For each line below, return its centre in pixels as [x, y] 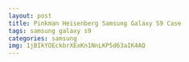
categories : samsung [43, 38]
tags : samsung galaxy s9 [50, 31]
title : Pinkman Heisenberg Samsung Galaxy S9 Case [95, 23]
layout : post [30, 16]
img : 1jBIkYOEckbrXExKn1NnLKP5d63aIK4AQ [77, 46]
